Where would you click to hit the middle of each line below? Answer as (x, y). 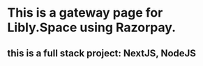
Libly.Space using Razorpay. (92, 27)
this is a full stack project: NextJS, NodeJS (102, 53)
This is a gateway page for (85, 13)
